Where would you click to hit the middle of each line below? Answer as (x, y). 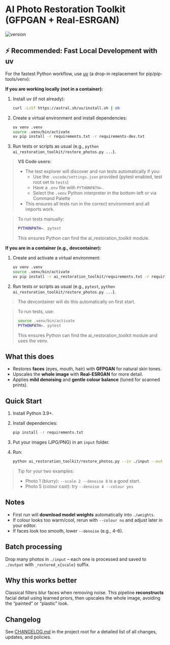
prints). (20, 385)
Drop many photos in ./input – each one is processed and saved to (76, 559)
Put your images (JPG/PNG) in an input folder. (61, 442)
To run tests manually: (41, 219)
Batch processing (34, 547)
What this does (30, 356)
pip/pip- (155, 74)
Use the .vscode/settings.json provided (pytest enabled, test (97, 177)
